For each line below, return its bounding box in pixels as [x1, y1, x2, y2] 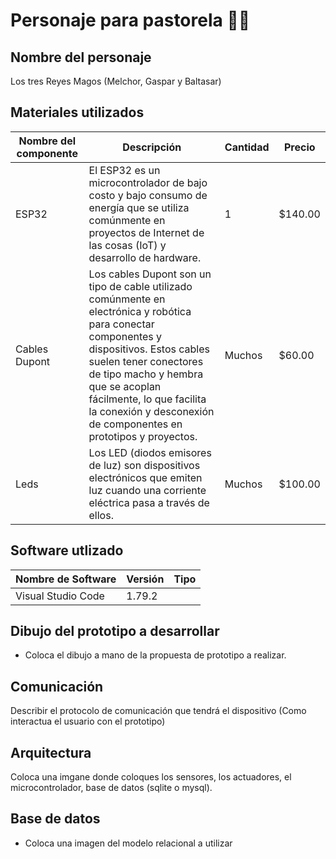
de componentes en [88, 417, 183, 431]
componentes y [88, 329, 163, 343]
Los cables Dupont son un [88, 267, 212, 281]
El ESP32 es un [88, 163, 161, 177]
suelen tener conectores [88, 354, 204, 368]
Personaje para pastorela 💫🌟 [10, 9, 251, 32]
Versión [126, 572, 165, 586]
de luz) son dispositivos [88, 458, 201, 472]
